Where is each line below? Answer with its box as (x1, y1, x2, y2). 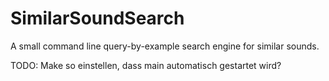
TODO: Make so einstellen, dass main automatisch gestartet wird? (10, 59, 282, 71)
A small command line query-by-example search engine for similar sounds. (10, 40, 320, 52)
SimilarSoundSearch (10, 7, 185, 30)
